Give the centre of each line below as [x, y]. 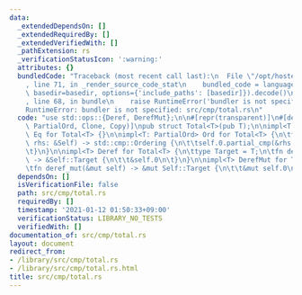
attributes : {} [46, 68]
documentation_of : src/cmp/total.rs [78, 235]
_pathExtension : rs [54, 51]
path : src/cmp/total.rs [62, 193]
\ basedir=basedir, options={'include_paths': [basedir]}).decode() [156, 93]
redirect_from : [38, 252]
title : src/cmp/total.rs [56, 277]
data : [19, 18]
